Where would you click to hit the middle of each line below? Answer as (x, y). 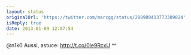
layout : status (25, 12)
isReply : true (24, 23)
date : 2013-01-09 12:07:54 (40, 28)
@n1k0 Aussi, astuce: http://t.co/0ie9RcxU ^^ (61, 45)
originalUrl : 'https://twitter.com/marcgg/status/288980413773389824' (96, 17)
